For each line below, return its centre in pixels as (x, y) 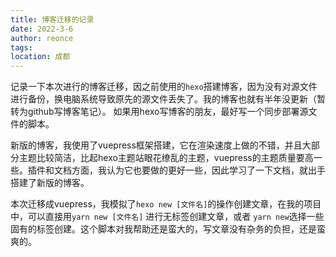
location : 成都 (40, 57)
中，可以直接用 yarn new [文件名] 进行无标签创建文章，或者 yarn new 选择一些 (167, 217)
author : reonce (42, 38)
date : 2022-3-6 (42, 29)
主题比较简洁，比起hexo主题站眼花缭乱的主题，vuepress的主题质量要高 (166, 158)
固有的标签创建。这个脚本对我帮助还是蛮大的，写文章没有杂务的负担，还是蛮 (168, 229)
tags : (21, 47)
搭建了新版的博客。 (50, 183)
